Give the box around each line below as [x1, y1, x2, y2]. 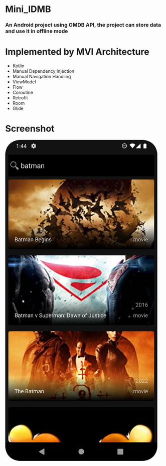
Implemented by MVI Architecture [5, 46, 149, 58]
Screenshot [5, 123, 55, 134]
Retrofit [12, 95, 28, 101]
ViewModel [12, 79, 36, 85]
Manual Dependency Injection [12, 68, 75, 74]
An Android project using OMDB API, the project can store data [5, 22, 161, 29]
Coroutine [12, 89, 34, 96]
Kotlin [12, 63, 25, 69]
